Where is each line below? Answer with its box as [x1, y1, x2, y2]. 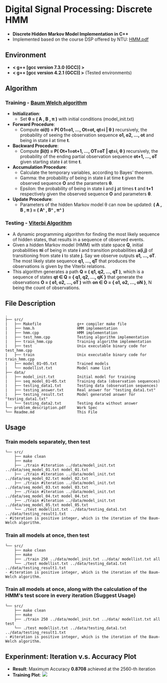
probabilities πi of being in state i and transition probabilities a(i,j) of [12, 247, 153, 253]
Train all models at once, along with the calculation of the [5, 586, 147, 593]
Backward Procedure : [12, 143, 59, 149]
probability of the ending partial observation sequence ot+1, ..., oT [20, 154, 157, 160]
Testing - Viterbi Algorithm [5, 220, 72, 227]
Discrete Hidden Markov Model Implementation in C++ [12, 31, 129, 37]
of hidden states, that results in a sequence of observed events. [12, 236, 144, 242]
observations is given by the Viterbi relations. [12, 263, 106, 269]
